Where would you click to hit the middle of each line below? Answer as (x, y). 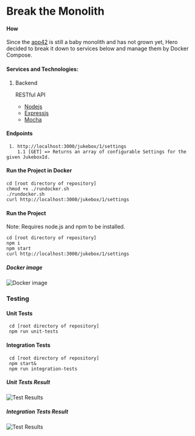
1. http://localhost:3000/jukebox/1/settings (68, 146)
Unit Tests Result (28, 382)
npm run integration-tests (43, 369)
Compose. (19, 55)
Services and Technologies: (43, 69)
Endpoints (19, 133)
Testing (18, 299)
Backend (26, 83)
